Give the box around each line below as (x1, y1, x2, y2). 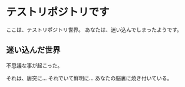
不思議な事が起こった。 (6, 62, 63, 69)
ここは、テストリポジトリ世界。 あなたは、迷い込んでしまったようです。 (6, 26, 183, 33)
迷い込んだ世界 (6, 45, 61, 55)
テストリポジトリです (6, 5, 110, 19)
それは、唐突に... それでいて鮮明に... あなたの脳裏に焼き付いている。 (6, 75, 173, 82)
